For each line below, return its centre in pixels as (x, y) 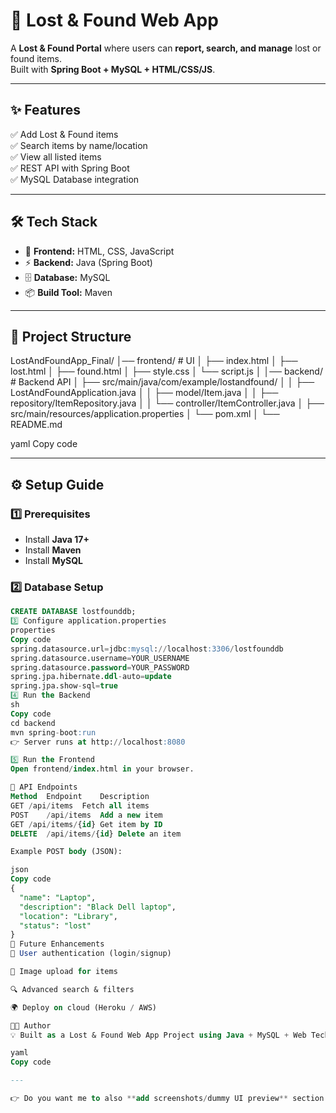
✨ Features (45, 110)
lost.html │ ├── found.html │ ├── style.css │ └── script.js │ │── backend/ (166, 371)
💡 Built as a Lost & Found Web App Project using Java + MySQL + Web (158, 1035)
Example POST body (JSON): (66, 852)
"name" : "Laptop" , (58, 897)
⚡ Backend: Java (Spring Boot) (88, 262)
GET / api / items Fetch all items (80, 805)
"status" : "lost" (55, 925)
